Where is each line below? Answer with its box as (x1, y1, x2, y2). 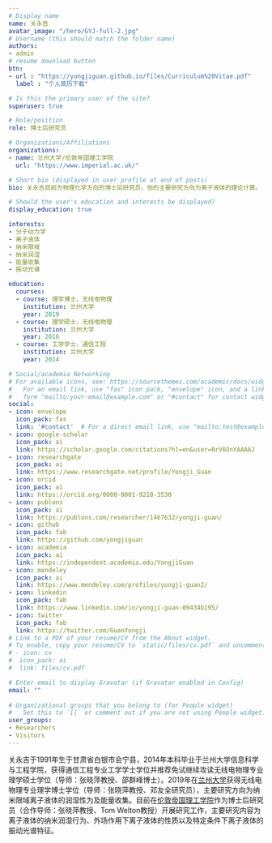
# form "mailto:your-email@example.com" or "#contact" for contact (8, 392, 249, 401)
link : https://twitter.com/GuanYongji (15, 626, 147, 635)
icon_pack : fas (15, 415, 67, 424)
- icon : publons (8, 498, 63, 507)
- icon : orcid (8, 476, 57, 484)
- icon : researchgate (8, 453, 82, 461)
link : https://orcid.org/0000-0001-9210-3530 (15, 490, 172, 499)
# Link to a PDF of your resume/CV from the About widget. (8, 634, 212, 642)
